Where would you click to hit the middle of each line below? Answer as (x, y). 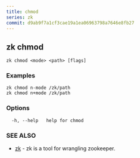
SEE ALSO (21, 135)
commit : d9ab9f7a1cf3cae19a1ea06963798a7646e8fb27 (70, 23)
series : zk (20, 17)
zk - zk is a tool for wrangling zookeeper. (65, 148)
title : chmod (22, 12)
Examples (21, 76)
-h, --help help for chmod (48, 120)
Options (18, 108)
